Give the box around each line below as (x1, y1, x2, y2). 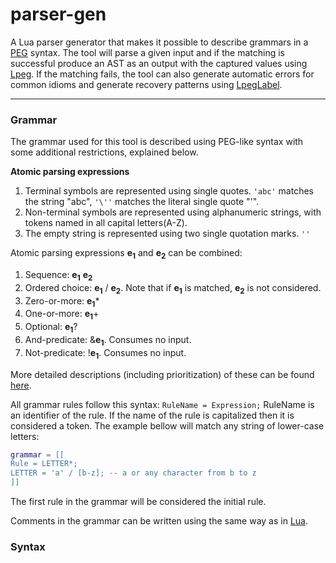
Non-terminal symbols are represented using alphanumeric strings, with (24, 206, 322, 218)
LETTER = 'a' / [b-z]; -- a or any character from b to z (10, 468, 257, 478)
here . (10, 379, 32, 391)
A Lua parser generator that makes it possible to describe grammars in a (10, 36, 309, 48)
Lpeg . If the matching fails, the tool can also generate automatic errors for (10, 68, 315, 80)
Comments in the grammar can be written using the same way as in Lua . (10, 515, 308, 527)
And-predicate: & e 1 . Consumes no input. (24, 334, 192, 348)
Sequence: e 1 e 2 (24, 269, 93, 283)
